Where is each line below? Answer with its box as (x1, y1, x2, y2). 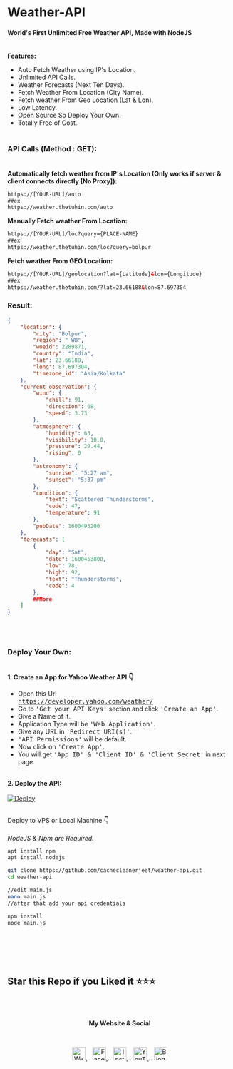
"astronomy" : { (33, 463, 78, 470)
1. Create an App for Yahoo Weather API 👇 (7, 672, 134, 682)
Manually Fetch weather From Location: (7, 217, 128, 226)
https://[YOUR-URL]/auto (7, 191, 81, 198)
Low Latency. (17, 103, 57, 112)
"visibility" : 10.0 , (45, 436, 107, 443)
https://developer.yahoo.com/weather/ (17, 697, 154, 705)
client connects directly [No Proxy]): (7, 176, 118, 186)
